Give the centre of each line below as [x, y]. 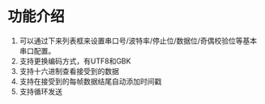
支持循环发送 [41, 91]
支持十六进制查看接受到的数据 [69, 71]
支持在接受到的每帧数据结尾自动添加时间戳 [90, 81]
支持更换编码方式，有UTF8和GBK [75, 61]
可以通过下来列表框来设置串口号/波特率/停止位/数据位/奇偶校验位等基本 [138, 41]
